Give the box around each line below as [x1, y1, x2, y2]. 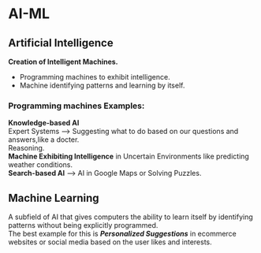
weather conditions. [8, 160, 73, 169]
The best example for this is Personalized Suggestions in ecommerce [8, 229, 237, 239]
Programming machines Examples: [8, 100, 145, 111]
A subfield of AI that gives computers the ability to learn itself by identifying [8, 212, 254, 221]
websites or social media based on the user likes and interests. [8, 237, 213, 247]
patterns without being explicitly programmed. [8, 221, 158, 230]
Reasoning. [8, 143, 45, 153]
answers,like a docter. [8, 135, 80, 144]
